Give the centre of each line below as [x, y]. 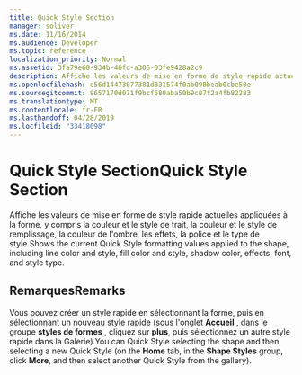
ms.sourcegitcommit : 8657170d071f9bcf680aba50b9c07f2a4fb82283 [130, 93]
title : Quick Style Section [62, 18]
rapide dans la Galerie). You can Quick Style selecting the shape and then [144, 341]
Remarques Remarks [67, 291]
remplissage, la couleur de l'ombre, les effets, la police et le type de [135, 234]
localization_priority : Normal [68, 59]
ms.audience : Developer [54, 43]
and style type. [37, 263]
